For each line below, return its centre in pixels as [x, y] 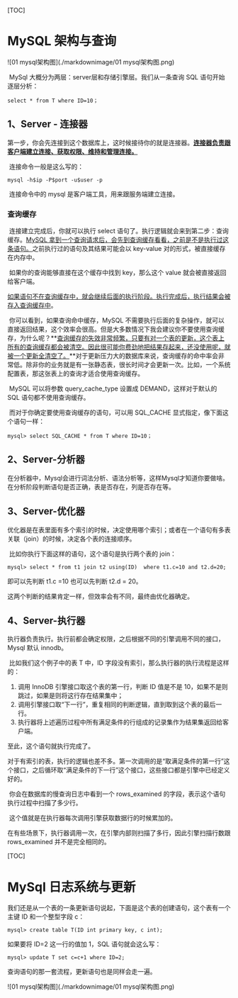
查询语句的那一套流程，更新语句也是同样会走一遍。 [82, 972]
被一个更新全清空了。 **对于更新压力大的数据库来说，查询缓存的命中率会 [113, 356]
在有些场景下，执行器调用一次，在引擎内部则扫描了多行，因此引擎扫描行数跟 [119, 833]
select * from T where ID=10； [53, 101]
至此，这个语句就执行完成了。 [51, 746]
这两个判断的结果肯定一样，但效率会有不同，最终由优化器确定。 [100, 596]
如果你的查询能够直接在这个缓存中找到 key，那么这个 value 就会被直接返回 [118, 273]
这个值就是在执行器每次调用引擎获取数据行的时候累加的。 [93, 818]
